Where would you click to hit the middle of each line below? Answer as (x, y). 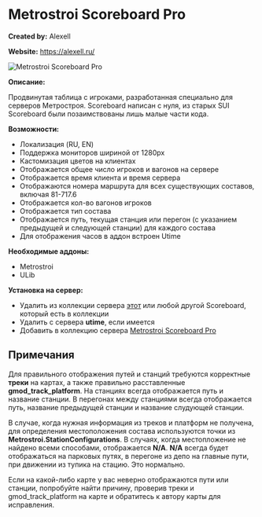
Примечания (41, 355)
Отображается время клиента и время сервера (100, 178)
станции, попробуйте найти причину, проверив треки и (101, 488)
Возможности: (34, 129)
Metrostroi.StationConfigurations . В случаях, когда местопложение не (127, 439)
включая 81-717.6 (48, 194)
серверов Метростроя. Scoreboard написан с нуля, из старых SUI (119, 105)
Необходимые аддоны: (49, 251)
